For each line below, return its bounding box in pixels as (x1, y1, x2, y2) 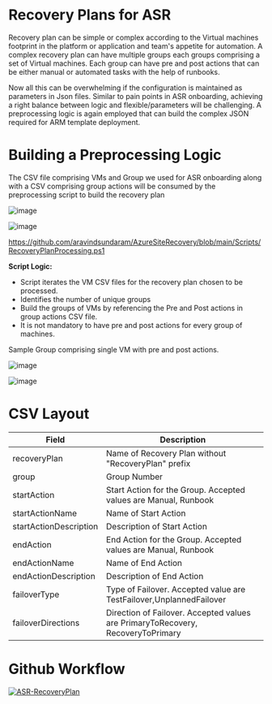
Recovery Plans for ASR (8, 6, 172, 24)
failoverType (12, 589, 60, 600)
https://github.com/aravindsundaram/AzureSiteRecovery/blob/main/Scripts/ (8, 237, 261, 247)
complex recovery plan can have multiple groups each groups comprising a (8, 50, 261, 59)
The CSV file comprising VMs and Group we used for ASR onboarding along (8, 172, 262, 182)
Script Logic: (8, 261, 53, 271)
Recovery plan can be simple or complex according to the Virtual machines (8, 32, 259, 42)
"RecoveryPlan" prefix (106, 457, 191, 469)
